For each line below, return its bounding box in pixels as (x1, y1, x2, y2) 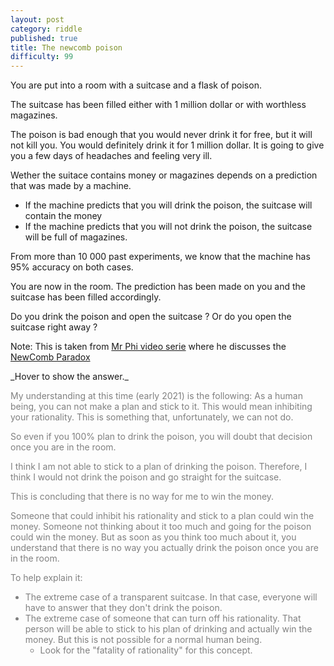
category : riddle (10, 24, 83, 34)
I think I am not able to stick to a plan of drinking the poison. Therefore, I (10, 461, 308, 473)
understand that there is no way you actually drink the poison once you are (10, 542, 319, 554)
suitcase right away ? (10, 321, 98, 333)
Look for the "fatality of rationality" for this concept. (39, 644, 253, 656)
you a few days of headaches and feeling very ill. (10, 150, 213, 162)
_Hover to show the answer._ (10, 371, 129, 383)
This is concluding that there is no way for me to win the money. (10, 491, 275, 503)
